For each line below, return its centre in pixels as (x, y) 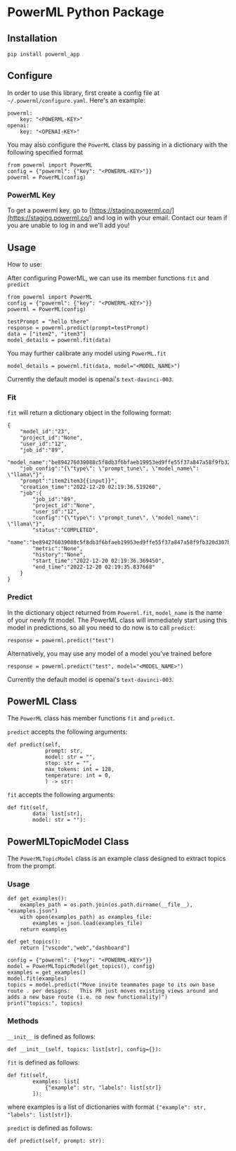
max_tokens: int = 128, (79, 770)
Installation (32, 38)
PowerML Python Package (86, 12)
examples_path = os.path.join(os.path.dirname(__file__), (106, 905)
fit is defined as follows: (44, 1062)
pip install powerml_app (44, 54)
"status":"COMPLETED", (66, 530)
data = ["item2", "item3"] (47, 334)
